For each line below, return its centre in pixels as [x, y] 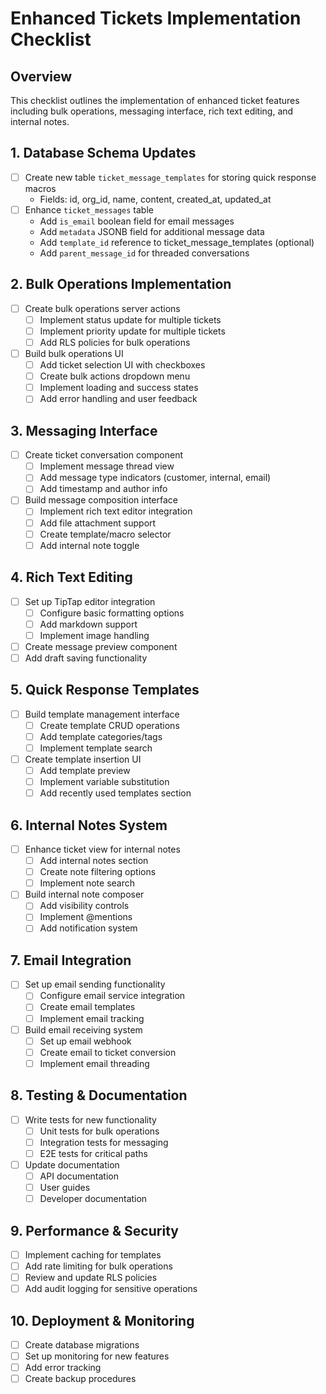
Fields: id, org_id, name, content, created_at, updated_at [155, 199]
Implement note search [87, 883]
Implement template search [96, 748]
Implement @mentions [86, 917]
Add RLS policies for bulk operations [115, 342]
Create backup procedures [80, 1379]
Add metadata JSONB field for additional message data [152, 231]
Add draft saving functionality [86, 658]
